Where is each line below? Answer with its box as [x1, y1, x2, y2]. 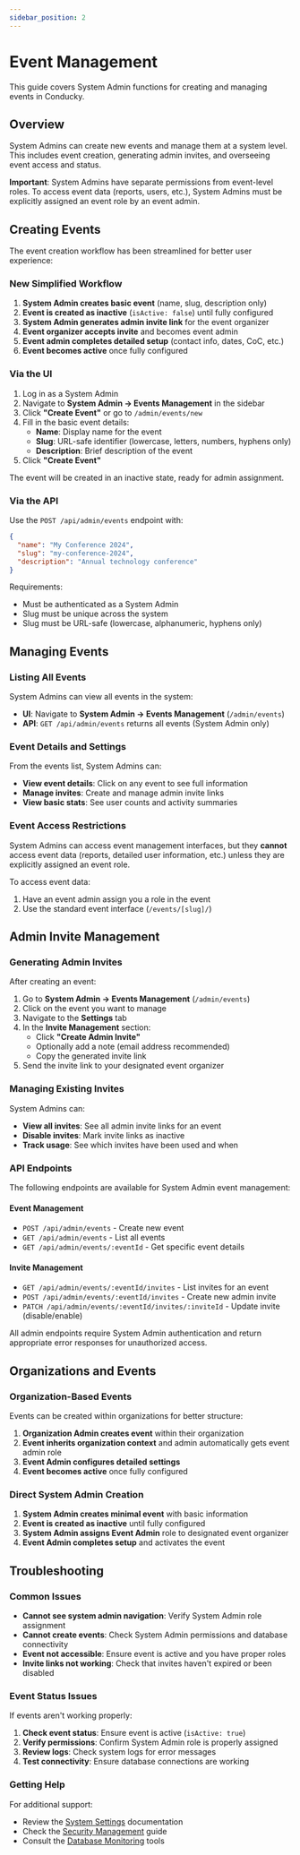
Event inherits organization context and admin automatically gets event [21, 1438, 290, 1448]
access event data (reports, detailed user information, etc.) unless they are [9, 849, 285, 860]
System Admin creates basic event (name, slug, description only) [21, 297, 267, 309]
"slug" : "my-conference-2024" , [17, 548, 134, 558]
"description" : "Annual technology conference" [17, 557, 199, 566]
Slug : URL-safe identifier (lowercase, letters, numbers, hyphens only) [35, 435, 292, 446]
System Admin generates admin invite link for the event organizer [21, 317, 270, 328]
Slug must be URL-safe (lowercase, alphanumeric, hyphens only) [21, 618, 262, 629]
